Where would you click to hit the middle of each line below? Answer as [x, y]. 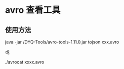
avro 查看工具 [33, 10]
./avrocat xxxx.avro [25, 62]
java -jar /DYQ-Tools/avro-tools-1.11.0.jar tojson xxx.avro [62, 42]
